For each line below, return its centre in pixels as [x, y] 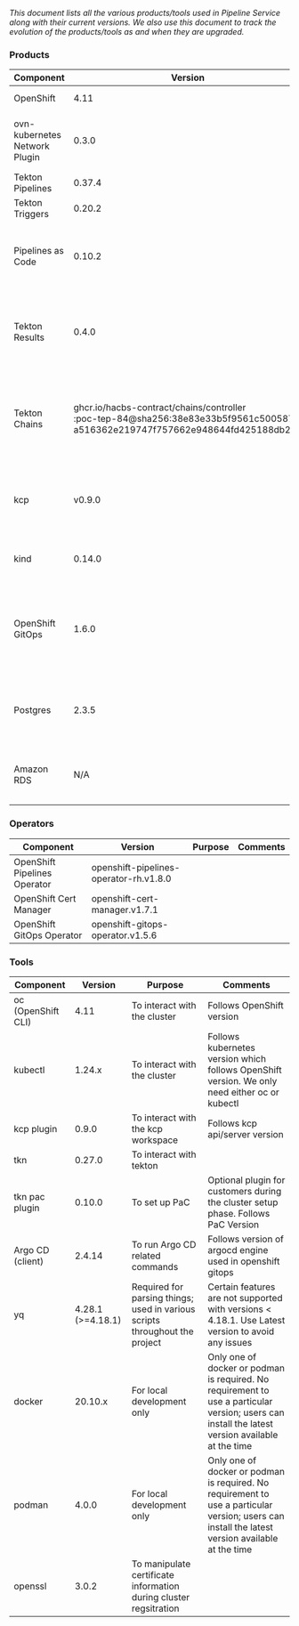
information [155, 1586]
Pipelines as [39, 251]
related [146, 1256]
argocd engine [238, 1250]
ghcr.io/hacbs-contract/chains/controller [160, 408]
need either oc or [244, 1092]
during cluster [161, 1597]
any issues [230, 1342]
